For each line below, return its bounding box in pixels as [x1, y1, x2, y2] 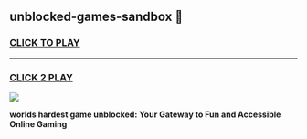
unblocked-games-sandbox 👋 [9, 9, 184, 25]
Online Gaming [9, 118, 68, 129]
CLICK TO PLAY [9, 37, 80, 49]
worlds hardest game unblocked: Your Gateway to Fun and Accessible [9, 109, 281, 120]
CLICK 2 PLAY [9, 70, 73, 83]
